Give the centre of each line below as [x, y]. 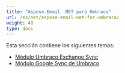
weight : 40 [20, 23]
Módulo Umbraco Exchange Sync [56, 57]
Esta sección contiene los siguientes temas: [60, 45]
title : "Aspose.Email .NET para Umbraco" [59, 12]
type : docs [20, 28]
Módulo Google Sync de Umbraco [57, 63]
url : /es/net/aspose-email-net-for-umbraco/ [63, 17]
